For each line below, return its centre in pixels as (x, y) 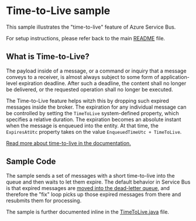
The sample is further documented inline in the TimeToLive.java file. (88, 212)
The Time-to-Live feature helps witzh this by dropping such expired (88, 101)
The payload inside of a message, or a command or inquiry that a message (96, 71)
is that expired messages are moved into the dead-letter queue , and (88, 188)
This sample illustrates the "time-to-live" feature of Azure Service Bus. (91, 27)
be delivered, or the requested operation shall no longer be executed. (90, 89)
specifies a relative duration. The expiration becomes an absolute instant (94, 119)
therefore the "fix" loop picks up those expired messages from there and (94, 194)
